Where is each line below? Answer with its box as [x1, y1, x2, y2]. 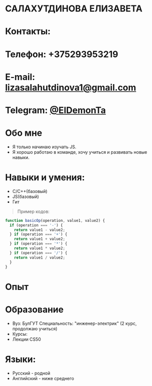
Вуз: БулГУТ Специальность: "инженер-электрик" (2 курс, [12, 320, 137, 326]
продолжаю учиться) [12, 325, 58, 331]
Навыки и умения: [5, 172, 85, 183]
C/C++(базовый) [12, 188, 48, 194]
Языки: [5, 354, 36, 365]
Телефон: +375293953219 [5, 48, 118, 60]
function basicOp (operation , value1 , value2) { [5, 218, 105, 223]
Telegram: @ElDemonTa [5, 104, 106, 116]
